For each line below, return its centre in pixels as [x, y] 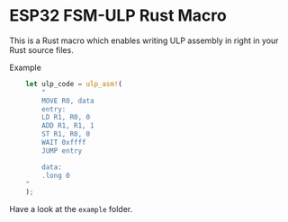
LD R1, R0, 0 [66, 118]
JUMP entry [62, 151]
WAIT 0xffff [64, 143]
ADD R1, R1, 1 [68, 126]
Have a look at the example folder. [71, 209]
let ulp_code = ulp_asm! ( [74, 84]
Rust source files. [41, 49]
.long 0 [56, 175]
